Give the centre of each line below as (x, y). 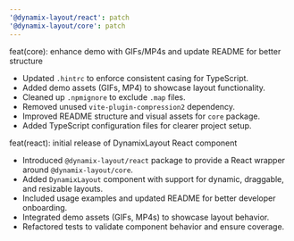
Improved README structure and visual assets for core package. (141, 116)
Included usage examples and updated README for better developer (149, 198)
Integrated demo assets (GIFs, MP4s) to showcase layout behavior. (146, 217)
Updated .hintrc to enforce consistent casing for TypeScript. (135, 78)
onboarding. (45, 207)
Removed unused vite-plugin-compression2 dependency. (128, 106)
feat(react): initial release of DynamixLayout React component (123, 143)
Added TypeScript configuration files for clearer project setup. (137, 125)
